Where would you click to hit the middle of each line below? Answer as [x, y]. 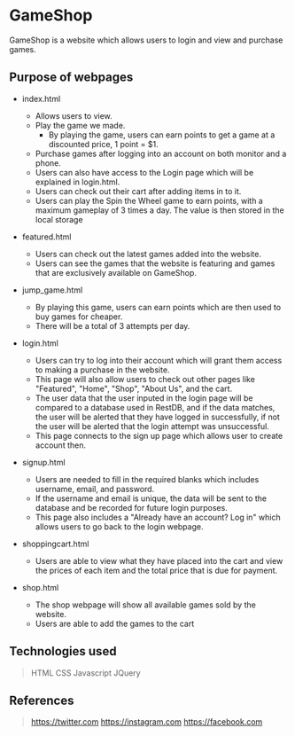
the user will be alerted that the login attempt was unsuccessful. [152, 426]
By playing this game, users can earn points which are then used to [158, 307]
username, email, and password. [95, 489]
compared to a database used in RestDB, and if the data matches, [155, 407]
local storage [59, 219]
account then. [61, 445]
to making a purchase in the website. [102, 370]
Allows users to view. [74, 115]
